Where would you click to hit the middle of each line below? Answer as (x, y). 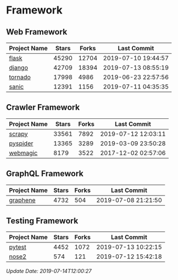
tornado (20, 77)
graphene (23, 200)
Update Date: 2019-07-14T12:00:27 (49, 271)
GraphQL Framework (45, 174)
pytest (18, 247)
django (18, 68)
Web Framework (37, 32)
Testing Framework (42, 221)
